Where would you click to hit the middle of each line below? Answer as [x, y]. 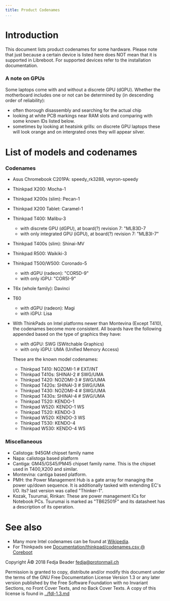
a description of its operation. [43, 507]
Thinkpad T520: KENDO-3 [48, 413]
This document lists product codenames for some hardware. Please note [81, 49]
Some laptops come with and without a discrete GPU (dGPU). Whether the [83, 89]
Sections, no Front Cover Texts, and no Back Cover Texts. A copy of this [81, 588]
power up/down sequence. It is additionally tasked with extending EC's [87, 485]
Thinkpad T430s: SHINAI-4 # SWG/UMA [62, 396]
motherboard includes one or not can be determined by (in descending [79, 95]
